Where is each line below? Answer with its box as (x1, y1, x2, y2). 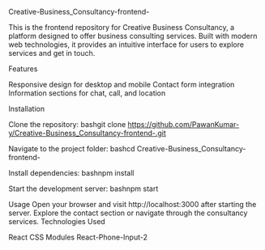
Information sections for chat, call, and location (8, 88, 166, 98)
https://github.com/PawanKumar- (127, 120, 240, 129)
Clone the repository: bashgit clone (8, 120, 126, 129)
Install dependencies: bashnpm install (8, 168, 135, 177)
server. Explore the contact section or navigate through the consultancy (8, 208, 248, 218)
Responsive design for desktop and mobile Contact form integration (8, 80, 235, 89)
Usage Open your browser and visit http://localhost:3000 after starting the (8, 200, 257, 209)
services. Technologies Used (8, 217, 105, 226)
